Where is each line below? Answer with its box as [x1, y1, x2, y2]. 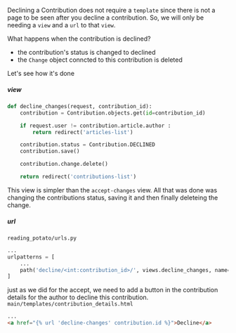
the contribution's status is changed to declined [17, 48, 156, 56]
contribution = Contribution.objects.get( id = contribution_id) [20, 109, 206, 117]
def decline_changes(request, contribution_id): [7, 103, 152, 110]
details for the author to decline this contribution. [7, 293, 149, 301]
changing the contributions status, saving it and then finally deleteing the [7, 193, 218, 202]
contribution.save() [20, 148, 80, 155]
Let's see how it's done [7, 70, 75, 77]
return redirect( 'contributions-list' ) [20, 174, 137, 181]
